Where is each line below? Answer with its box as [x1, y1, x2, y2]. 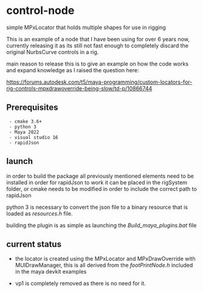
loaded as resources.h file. [6, 210, 73, 217]
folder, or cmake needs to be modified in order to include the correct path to [6, 185, 198, 192]
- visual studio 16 [9, 134, 59, 140]
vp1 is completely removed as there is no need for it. [15, 280, 146, 287]
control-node [6, 4, 75, 18]
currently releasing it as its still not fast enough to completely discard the [6, 42, 188, 49]
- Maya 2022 [9, 129, 40, 135]
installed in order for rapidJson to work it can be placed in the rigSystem [6, 178, 187, 186]
